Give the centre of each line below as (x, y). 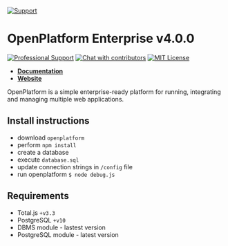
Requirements (38, 196)
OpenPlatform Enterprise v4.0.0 (101, 39)
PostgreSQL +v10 (41, 220)
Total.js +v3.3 (36, 212)
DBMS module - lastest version (61, 227)
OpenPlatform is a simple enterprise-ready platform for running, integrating (114, 92)
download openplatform (51, 138)
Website (29, 78)
